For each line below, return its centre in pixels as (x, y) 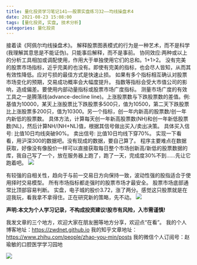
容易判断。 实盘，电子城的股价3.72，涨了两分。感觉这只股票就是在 (107, 190)
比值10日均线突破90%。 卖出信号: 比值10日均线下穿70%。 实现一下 (95, 133)
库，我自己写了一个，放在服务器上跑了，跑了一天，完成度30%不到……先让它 (98, 156)
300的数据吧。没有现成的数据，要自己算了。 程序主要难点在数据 (109, 141)
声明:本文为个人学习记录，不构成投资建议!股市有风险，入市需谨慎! (86, 210)
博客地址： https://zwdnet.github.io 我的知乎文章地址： (72, 230)
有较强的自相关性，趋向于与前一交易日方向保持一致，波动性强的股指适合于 (96, 175)
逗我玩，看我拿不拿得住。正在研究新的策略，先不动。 (70, 197)
